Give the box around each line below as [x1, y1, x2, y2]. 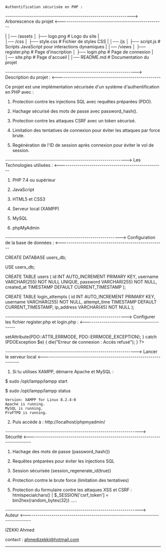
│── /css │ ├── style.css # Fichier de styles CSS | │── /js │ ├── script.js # [5, 39, 161, 44]
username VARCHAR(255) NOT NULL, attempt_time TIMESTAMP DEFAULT [5, 299, 157, 305]
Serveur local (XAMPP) [12, 206, 59, 211]
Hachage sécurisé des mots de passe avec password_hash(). [12, 108, 138, 114]
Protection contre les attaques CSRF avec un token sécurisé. [12, 118, 136, 123]
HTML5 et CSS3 [12, 196, 45, 202]
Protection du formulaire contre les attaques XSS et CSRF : [12, 487, 132, 493]
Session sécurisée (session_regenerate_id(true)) [12, 468, 111, 473]
